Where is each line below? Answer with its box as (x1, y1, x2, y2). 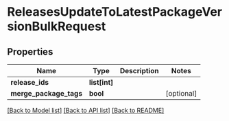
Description (119, 66, 159, 75)
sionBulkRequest (7, 18, 106, 34)
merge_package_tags (10, 89, 83, 98)
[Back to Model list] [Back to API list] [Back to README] (7, 107, 165, 114)
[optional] (165, 89, 197, 98)
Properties (7, 46, 53, 57)
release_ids (10, 78, 49, 87)
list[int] (88, 78, 114, 87)
